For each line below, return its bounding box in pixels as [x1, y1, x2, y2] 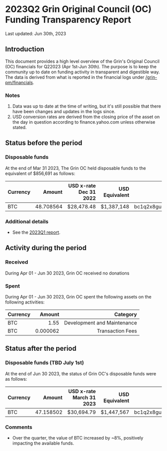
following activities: [5, 299, 45, 305]
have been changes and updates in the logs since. [12, 109, 116, 115]
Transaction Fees [96, 327, 137, 334]
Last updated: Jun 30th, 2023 [5, 30, 66, 36]
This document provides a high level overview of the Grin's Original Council [5, 58, 160, 64]
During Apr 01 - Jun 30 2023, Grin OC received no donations [5, 270, 130, 276]
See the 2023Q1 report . [12, 229, 61, 235]
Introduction [5, 45, 45, 53]
